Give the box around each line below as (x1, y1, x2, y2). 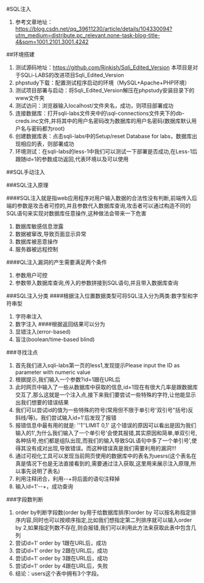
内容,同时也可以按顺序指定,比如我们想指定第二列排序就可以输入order (20, 516, 192, 524)
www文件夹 (15, 94, 45, 101)
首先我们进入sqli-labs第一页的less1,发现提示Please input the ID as (15, 362, 180, 369)
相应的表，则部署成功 (20, 140, 74, 147)
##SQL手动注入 (6, 169, 46, 175)
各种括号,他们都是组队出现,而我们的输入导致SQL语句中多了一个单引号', (15, 437, 192, 444)
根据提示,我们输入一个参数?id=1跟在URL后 (15, 376, 121, 383)
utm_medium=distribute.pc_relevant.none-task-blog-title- (15, 32, 160, 38)
